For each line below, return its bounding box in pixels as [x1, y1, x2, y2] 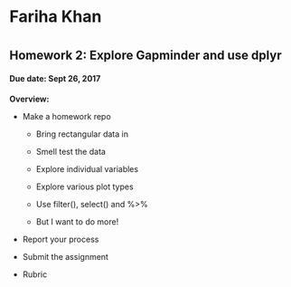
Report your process [22, 234, 99, 244]
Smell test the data [35, 146, 107, 157]
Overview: [9, 93, 50, 104]
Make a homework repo [22, 110, 111, 121]
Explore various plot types [35, 181, 134, 192]
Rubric [22, 269, 48, 280]
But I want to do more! [35, 215, 119, 227]
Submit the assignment [22, 251, 108, 262]
